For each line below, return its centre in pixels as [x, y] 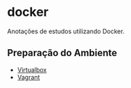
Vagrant [28, 77]
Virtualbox [32, 69]
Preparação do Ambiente [62, 53]
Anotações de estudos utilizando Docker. [66, 31]
